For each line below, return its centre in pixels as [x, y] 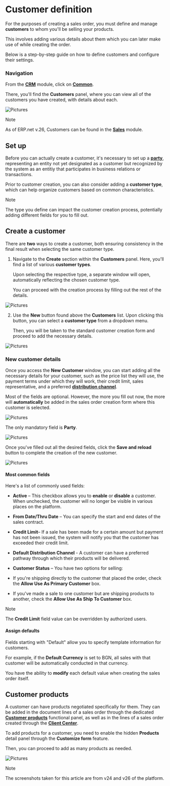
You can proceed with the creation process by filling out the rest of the [87, 290]
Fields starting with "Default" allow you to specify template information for [83, 642]
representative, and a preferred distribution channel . [61, 387]
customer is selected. [28, 408]
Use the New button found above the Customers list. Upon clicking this [88, 315]
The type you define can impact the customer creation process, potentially [84, 210]
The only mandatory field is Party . [41, 427]
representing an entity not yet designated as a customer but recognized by [84, 164]
